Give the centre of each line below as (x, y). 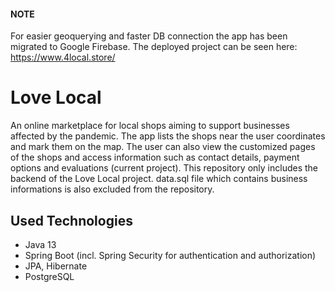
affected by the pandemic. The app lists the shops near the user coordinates (168, 136)
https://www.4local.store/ (63, 57)
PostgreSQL (49, 276)
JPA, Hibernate (56, 266)
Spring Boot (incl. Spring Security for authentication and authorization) (170, 255)
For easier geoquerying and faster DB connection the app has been (149, 36)
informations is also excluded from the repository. (112, 189)
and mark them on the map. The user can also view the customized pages (163, 147)
